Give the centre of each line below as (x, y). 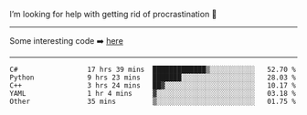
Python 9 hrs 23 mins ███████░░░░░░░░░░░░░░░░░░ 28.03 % (153, 78)
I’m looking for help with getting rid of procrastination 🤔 (113, 14)
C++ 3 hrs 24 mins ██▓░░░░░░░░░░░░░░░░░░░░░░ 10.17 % (153, 86)
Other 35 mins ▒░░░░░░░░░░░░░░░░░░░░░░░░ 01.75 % (153, 101)
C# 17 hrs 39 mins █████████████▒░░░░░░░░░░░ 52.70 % (153, 69)
